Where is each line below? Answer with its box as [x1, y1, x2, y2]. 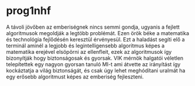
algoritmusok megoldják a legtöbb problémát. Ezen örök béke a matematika [6, 29, 190, 36]
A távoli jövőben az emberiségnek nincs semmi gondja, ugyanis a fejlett [6, 23, 180, 30]
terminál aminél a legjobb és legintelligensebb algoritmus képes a [6, 42, 165, 49]
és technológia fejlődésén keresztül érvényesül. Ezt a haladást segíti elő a [6, 36, 185, 43]
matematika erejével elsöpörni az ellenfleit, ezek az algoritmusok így [6, 48, 172, 55]
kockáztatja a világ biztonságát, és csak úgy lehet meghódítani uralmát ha [6, 67, 186, 74]
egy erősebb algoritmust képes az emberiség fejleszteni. [6, 73, 144, 80]
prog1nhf [6, 4, 51, 18]
